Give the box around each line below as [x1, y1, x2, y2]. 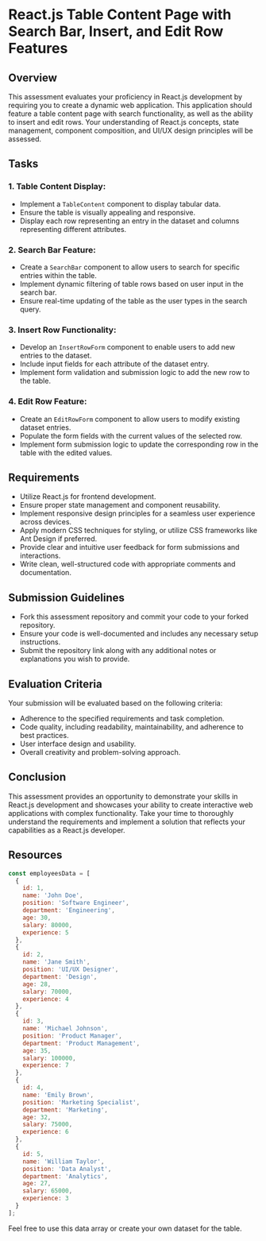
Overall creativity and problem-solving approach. [19, 748, 181, 757]
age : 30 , [22, 914, 52, 922]
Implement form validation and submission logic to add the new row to [19, 368, 250, 377]
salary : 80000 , [22, 921, 73, 929]
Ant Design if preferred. [19, 534, 98, 543]
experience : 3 [22, 1194, 69, 1203]
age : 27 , [22, 1180, 52, 1188]
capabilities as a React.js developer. [8, 825, 125, 835]
